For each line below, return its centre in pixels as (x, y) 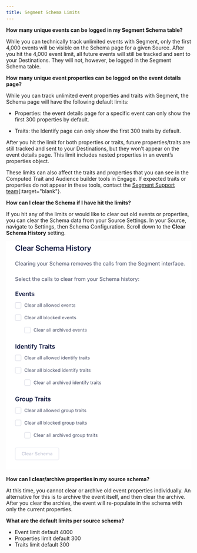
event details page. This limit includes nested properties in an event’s (90, 155)
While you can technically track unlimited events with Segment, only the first (99, 41)
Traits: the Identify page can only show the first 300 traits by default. (98, 131)
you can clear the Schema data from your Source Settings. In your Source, (96, 220)
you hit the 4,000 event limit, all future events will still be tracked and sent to (98, 54)
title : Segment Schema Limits (43, 12)
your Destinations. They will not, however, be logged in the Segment (89, 60)
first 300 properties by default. (52, 119)
